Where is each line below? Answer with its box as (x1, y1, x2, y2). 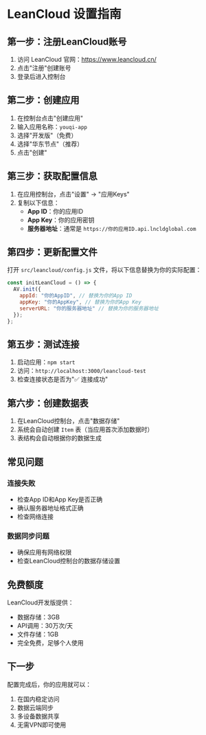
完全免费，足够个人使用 (16, 638, 84, 646)
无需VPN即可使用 (16, 721, 67, 729)
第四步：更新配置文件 (7, 247, 98, 258)
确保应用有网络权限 (16, 548, 72, 556)
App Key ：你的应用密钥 (27, 216, 95, 224)
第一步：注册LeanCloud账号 (7, 36, 127, 47)
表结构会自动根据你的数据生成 (16, 434, 102, 442)
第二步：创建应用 (7, 94, 80, 106)
